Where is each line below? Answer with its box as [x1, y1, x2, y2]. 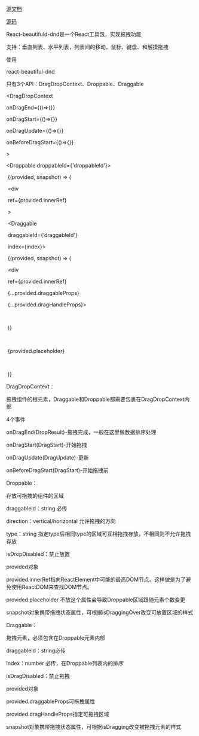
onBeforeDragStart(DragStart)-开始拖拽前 [6, 467, 109, 474]
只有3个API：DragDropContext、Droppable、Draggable [6, 80, 144, 87]
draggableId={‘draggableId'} [7, 232, 78, 238]
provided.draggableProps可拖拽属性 [6, 698, 96, 705]
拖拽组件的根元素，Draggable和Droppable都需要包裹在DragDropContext [6, 396, 185, 403]
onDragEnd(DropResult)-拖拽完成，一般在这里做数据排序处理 [6, 428, 157, 436]
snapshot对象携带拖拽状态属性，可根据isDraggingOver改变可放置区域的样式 [6, 609, 193, 616]
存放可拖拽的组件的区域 [6, 492, 64, 499]
